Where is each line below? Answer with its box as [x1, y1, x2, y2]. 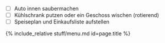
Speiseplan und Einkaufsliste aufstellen [14, 18, 110, 25]
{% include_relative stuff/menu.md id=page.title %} [5, 30, 131, 37]
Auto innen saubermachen [14, 5, 79, 12]
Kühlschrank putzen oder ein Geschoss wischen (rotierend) [14, 12, 159, 19]
